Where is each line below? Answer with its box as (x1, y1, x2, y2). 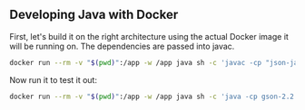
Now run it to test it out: (9, 74, 98, 85)
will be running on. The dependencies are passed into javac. (9, 41, 235, 51)
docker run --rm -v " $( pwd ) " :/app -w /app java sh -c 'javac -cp (9, 58, 261, 67)
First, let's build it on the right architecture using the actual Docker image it (9, 31, 289, 41)
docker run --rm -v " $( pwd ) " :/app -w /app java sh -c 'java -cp (9, 92, 258, 101)
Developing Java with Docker (9, 7, 179, 23)
